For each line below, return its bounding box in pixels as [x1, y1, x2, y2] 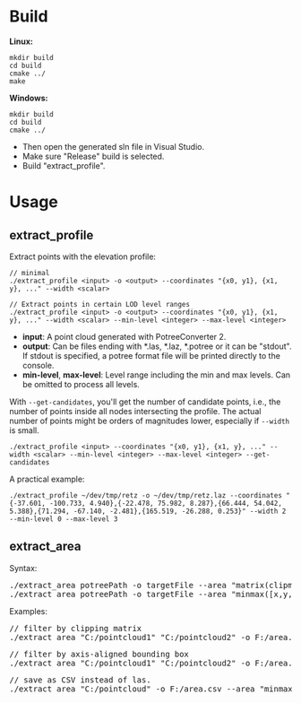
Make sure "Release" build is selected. [21, 151, 165, 161]
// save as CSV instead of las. [9, 674, 151, 685]
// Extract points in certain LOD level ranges [9, 299, 191, 308]
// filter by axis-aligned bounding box [9, 648, 190, 659]
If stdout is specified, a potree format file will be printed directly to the [21, 350, 280, 360]
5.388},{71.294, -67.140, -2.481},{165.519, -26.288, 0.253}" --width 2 [9, 507, 287, 516]
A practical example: [9, 473, 85, 484]
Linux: [9, 36, 33, 47]
